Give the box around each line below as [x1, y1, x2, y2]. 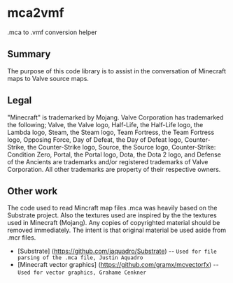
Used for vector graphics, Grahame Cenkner [17, 269, 147, 277]
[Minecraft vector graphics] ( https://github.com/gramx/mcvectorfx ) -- [17, 261, 219, 269]
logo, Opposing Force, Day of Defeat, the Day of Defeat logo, [7, 135, 183, 144]
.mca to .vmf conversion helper [7, 28, 97, 36]
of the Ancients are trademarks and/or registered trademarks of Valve [7, 157, 209, 166]
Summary [7, 48, 51, 60]
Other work [7, 185, 58, 197]
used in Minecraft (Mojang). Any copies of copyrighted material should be [7, 219, 220, 227]
